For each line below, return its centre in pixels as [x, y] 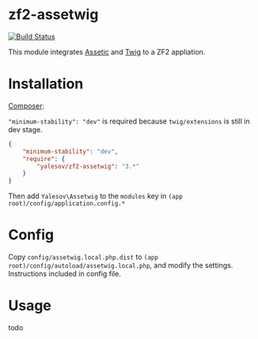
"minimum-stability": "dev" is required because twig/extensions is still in [129, 121]
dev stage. [25, 129]
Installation [46, 84]
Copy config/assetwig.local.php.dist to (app [83, 257]
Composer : [27, 105]
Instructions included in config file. [64, 274]
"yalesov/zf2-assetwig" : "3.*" [88, 166]
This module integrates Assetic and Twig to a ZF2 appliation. [107, 51]
